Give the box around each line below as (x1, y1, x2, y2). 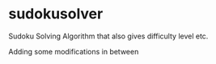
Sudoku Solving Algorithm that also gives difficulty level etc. (8, 31, 209, 41)
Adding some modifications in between (8, 46, 139, 56)
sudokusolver (8, 5, 104, 23)
